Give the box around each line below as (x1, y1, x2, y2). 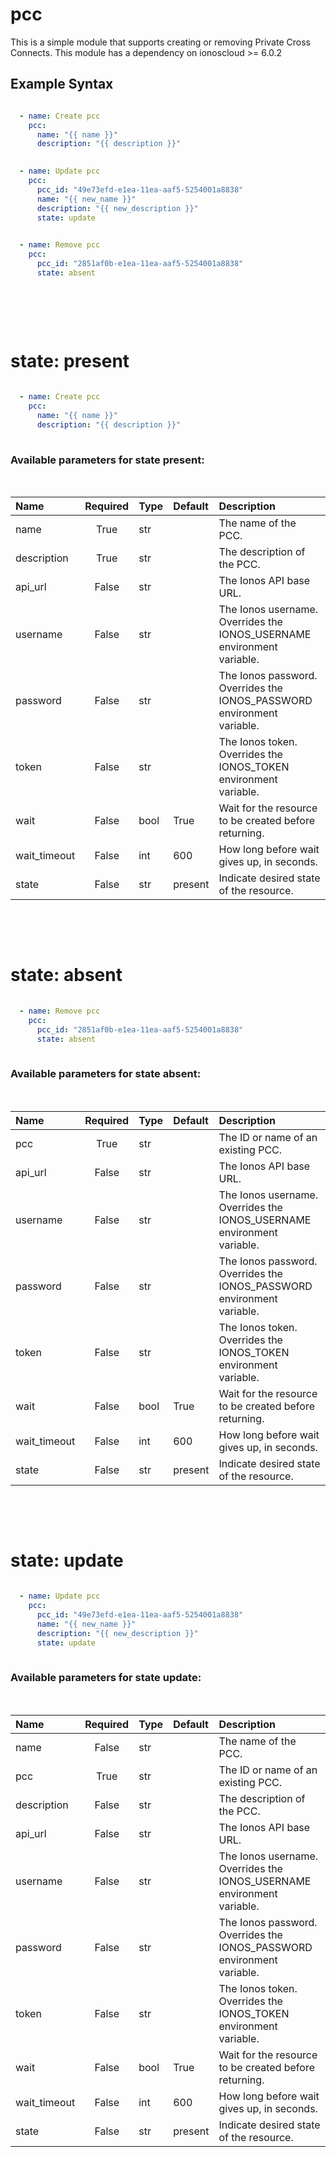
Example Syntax (10, 76, 114, 93)
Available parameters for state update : (10, 1671, 202, 1685)
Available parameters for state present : (10, 453, 205, 467)
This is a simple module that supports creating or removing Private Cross (10, 36, 311, 48)
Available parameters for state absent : (10, 1067, 202, 1081)
